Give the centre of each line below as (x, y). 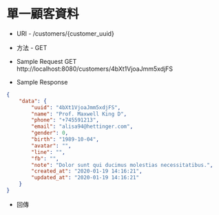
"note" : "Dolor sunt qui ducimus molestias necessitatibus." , (122, 165)
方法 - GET (32, 47)
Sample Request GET (46, 61)
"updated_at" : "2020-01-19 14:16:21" (85, 178)
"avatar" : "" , (51, 146)
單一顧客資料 (43, 14)
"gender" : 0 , (50, 133)
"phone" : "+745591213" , (65, 120)
